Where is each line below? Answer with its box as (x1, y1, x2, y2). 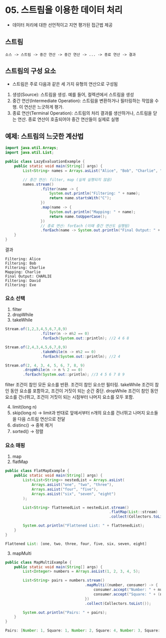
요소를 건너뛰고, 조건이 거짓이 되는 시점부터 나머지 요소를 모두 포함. (5, 394, 134, 400)
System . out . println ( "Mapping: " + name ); (49, 209, 136, 214)
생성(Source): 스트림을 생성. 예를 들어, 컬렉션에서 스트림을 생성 (12, 91, 134, 97)
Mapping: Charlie (5, 269, 41, 274)
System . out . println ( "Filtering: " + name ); (49, 191, 140, 196)
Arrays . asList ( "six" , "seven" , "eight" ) (31, 491, 116, 496)
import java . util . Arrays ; (5, 146, 58, 151)
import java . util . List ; (5, 150, 54, 155)
